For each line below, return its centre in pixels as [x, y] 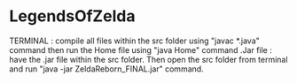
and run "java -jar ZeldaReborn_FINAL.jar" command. [106, 69]
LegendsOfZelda [72, 16]
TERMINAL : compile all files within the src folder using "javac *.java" [134, 41]
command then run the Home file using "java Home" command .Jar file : [141, 49]
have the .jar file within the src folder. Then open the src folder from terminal [148, 59]
